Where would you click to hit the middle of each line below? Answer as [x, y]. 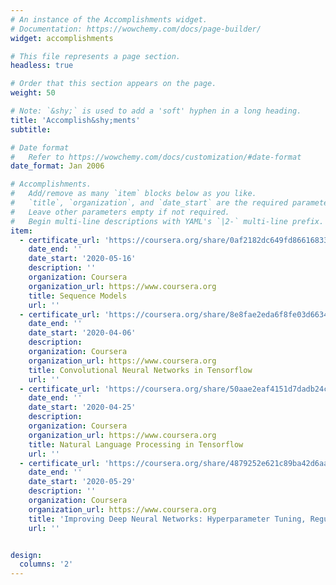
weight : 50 [33, 93]
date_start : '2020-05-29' [82, 482]
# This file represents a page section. [96, 56]
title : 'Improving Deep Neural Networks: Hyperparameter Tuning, [167, 519]
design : [26, 555]
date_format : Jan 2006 [57, 166]
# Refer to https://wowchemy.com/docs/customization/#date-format [156, 157]
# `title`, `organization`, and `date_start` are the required [149, 203]
